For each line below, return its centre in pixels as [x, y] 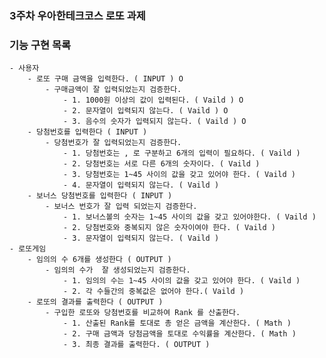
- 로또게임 [28, 249]
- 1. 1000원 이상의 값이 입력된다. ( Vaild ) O [153, 100]
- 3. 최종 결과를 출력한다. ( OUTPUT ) [136, 345]
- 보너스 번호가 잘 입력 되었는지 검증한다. [121, 207]
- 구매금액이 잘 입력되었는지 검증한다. [113, 90]
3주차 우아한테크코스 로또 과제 [77, 15]
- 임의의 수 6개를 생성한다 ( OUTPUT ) [99, 260]
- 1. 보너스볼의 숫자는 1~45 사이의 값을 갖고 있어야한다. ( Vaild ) [189, 217]
